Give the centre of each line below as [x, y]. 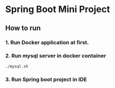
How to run [23, 28]
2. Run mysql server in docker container [56, 56]
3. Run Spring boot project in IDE [46, 79]
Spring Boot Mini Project [58, 9]
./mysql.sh [17, 66]
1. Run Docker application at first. [47, 42]
